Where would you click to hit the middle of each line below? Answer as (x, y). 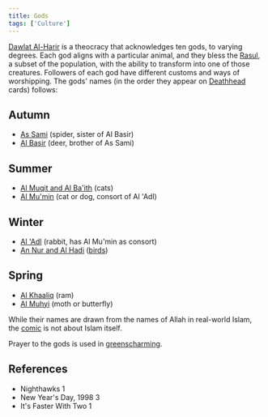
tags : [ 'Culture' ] (39, 23)
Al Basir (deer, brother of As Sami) (77, 143)
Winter (26, 222)
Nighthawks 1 (43, 389)
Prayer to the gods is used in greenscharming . (85, 343)
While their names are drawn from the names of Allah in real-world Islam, (130, 319)
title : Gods (28, 16)
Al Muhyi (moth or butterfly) (66, 304)
